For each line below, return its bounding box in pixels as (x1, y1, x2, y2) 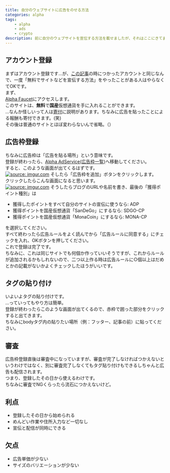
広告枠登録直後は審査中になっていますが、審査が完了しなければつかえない (5, 356, 160, 362)
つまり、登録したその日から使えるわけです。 (5, 375, 98, 381)
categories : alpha (5, 12, 44, 17)
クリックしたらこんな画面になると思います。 (5, 178, 98, 184)
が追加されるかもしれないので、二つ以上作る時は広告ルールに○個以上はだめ (5, 256, 164, 262)
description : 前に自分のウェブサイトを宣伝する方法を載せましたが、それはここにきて (5, 36, 163, 41)
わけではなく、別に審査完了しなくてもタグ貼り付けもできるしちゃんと (14, 362, 160, 369)
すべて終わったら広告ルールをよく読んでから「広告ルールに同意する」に (5, 231, 155, 237)
